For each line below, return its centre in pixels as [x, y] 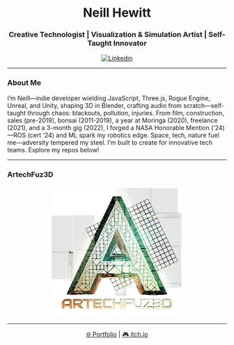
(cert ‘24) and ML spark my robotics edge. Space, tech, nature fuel [123, 135]
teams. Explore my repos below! [53, 150]
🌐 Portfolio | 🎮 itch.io [117, 335]
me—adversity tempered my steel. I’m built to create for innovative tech [110, 142]
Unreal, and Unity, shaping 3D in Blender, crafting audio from [95, 105]
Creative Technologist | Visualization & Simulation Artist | [108, 35]
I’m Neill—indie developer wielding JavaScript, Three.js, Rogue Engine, [109, 98]
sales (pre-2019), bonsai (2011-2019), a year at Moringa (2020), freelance [112, 120]
